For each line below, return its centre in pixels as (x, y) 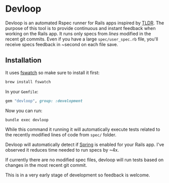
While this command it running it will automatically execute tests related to (83, 129)
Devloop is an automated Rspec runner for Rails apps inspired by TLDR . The (85, 23)
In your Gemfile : (22, 91)
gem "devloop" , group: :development (44, 101)
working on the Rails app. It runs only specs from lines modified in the (78, 33)
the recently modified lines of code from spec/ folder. (61, 135)
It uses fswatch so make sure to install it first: (53, 72)
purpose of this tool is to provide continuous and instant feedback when (80, 28)
